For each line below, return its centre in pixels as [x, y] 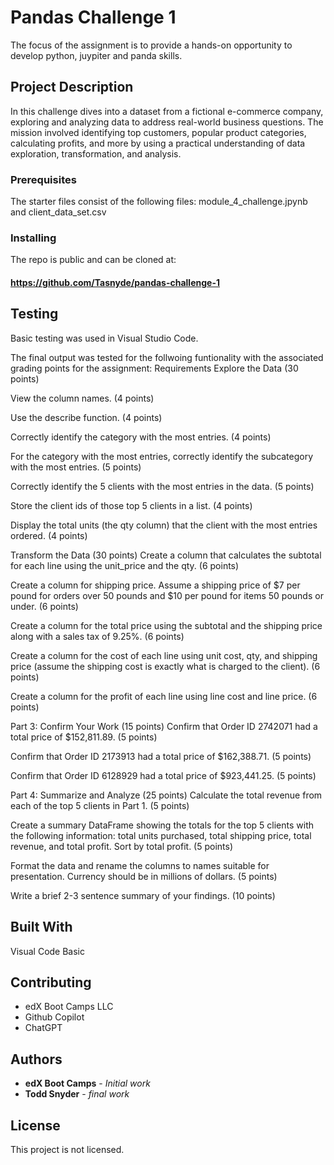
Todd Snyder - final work [77, 1094]
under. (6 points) [44, 606]
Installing [33, 238]
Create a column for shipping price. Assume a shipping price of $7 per [155, 585]
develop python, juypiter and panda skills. [96, 55]
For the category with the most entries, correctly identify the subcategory [162, 456]
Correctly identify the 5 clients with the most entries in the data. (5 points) [162, 486]
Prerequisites [43, 179]
